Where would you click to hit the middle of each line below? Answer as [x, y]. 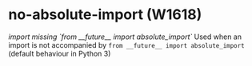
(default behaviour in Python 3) [60, 53]
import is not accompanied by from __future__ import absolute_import [127, 45]
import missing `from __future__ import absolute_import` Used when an [125, 37]
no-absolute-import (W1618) [105, 15]
